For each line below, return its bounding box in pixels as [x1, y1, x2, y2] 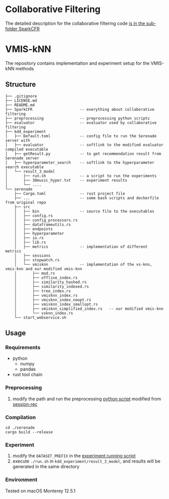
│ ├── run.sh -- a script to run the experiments [5, 173, 157, 178]
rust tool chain [12, 371, 43, 378]
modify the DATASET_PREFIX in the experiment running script [12, 453, 136, 459]
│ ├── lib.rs [14, 239, 46, 245]
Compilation [5, 413, 36, 421]
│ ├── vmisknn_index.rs [14, 293, 78, 298]
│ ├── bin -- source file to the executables [14, 209, 155, 214]
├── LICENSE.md [5, 98, 37, 103]
